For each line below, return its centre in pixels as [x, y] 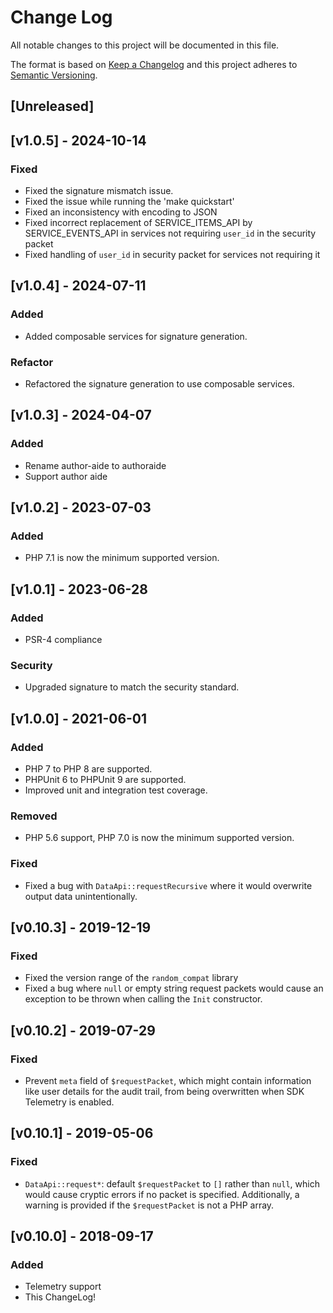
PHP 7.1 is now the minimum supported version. [122, 558]
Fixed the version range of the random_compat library [131, 978]
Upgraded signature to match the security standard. [132, 687]
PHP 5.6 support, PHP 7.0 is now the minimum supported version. [159, 838]
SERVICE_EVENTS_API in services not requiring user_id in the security [170, 233]
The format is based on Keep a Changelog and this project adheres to [154, 64]
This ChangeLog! [60, 1297]
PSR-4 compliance [63, 640]
